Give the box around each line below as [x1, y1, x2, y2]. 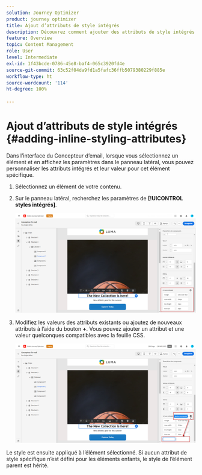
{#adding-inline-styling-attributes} [6, 132, 187, 146]
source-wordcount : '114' [6, 80, 69, 86]
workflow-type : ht [6, 73, 52, 80]
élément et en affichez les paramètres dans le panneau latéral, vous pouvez [6, 158, 194, 165]
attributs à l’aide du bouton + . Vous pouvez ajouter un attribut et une [14, 325, 185, 332]
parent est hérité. [6, 462, 49, 469]
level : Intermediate [6, 54, 58, 60]
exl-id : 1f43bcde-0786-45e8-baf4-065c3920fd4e [6, 60, 125, 66]
